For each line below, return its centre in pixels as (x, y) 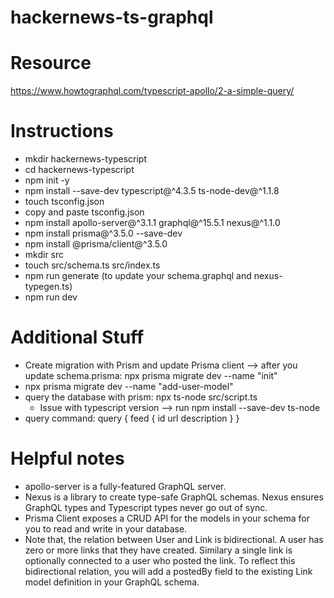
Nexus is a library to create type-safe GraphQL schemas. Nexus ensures (174, 497)
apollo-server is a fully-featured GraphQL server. (125, 486)
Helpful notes (67, 458)
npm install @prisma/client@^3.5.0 (96, 244)
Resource (51, 63)
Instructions (62, 131)
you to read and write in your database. (106, 528)
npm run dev (51, 297)
